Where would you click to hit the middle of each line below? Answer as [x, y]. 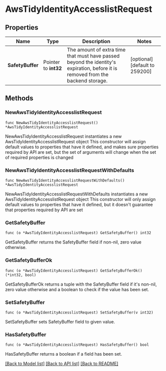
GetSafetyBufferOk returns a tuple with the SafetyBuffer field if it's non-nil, [81, 284]
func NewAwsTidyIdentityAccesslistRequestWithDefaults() [65, 180]
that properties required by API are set [44, 210]
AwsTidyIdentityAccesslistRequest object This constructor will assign [76, 141]
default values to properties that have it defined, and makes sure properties [82, 147]
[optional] [142, 59]
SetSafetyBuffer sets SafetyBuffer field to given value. [60, 321]
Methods [19, 98]
